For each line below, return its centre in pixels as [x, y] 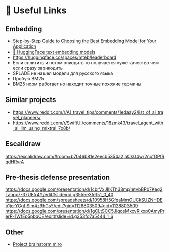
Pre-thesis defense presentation [58, 178]
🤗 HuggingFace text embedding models [54, 52]
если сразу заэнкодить [38, 68]
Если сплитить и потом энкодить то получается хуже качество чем [86, 62]
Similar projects [31, 100]
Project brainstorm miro [37, 244]
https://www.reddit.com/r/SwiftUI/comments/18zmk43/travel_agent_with [88, 123]
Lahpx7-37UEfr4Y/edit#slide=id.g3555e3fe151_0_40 [59, 195]
